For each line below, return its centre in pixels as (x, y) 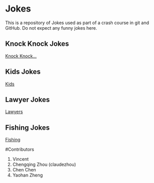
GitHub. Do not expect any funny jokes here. (51, 28)
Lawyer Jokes (28, 99)
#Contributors (20, 149)
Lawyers (14, 112)
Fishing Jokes (27, 127)
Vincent (21, 159)
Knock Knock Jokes (37, 44)
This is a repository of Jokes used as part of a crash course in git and (77, 23)
